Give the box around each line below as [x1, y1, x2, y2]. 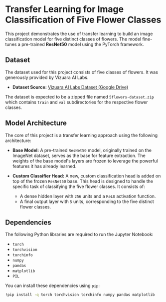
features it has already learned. [12, 163, 77, 169]
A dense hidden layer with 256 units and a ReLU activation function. [19, 193, 156, 199]
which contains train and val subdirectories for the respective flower [5, 99, 148, 105]
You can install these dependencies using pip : [5, 282, 100, 288]
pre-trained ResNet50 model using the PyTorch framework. [21, 41, 144, 47]
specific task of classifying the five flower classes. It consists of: [12, 183, 146, 189]
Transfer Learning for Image [5, 3, 124, 15]
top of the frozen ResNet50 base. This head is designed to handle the [12, 178, 154, 184]
